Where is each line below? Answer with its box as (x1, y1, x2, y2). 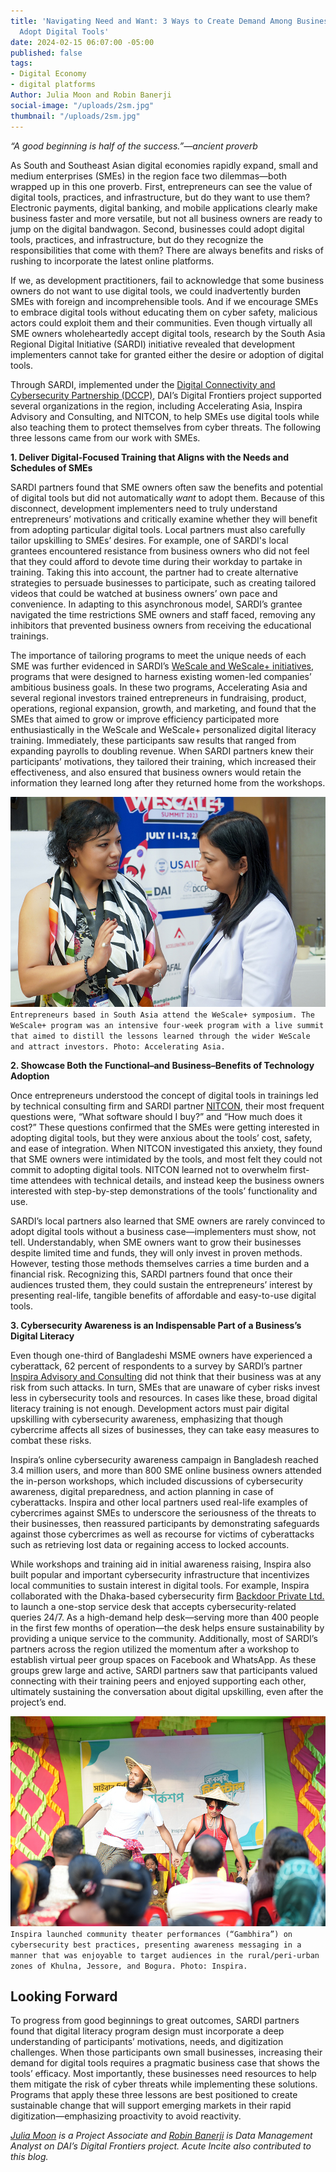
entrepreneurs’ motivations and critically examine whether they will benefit (10, 513, 318, 525)
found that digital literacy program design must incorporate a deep (10, 2025, 285, 2037)
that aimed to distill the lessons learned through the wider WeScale (10, 1031, 311, 1041)
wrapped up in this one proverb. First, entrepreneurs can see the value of (10, 180, 313, 192)
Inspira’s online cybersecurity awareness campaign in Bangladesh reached (10, 1453, 319, 1465)
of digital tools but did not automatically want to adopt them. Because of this (10, 491, 325, 504)
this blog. (10, 2151, 49, 2163)
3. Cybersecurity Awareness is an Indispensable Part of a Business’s (10, 1319, 302, 1331)
